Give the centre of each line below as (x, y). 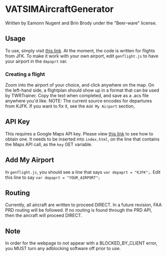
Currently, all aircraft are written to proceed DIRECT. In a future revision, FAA (83, 205)
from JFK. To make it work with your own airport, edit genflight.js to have (82, 56)
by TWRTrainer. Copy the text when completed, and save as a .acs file (77, 96)
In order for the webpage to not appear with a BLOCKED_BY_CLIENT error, (81, 243)
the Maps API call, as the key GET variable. (49, 144)
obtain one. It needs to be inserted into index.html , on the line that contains (83, 139)
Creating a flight (25, 74)
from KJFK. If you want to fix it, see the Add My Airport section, (70, 106)
